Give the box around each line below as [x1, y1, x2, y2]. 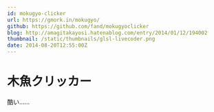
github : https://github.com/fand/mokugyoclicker [7, 23, 149, 30]
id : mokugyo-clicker [7, 10, 67, 17]
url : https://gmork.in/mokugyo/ [7, 16, 100, 23]
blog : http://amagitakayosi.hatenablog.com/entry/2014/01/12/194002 [7, 29, 208, 36]
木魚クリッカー [7, 74, 92, 89]
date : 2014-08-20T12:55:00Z [7, 42, 88, 49]
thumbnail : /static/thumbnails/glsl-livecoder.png [7, 36, 156, 43]
